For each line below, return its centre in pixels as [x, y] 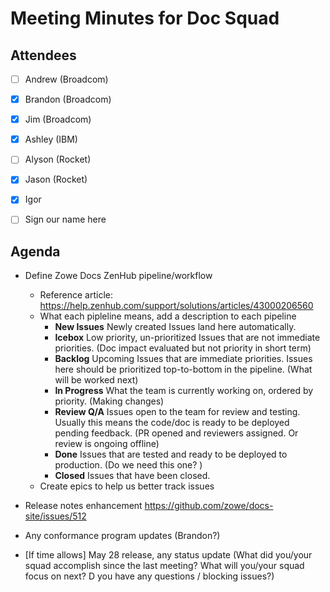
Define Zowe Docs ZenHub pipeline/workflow [118, 276]
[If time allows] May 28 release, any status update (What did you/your [168, 555]
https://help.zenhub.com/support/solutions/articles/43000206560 [176, 306]
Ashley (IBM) [51, 139]
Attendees [43, 55]
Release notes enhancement [83, 506]
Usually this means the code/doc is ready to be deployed [172, 423]
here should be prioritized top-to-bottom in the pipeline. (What [183, 369]
